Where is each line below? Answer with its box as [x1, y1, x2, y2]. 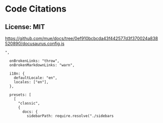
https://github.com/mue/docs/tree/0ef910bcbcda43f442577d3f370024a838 [5, 35, 158, 41]
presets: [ [9, 92, 32, 97]
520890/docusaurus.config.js [5, 41, 65, 46]
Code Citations [5, 3, 66, 15]
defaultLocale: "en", [14, 76, 57, 80]
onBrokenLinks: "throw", [9, 59, 60, 63]
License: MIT [5, 23, 45, 31]
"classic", [17, 101, 40, 106]
